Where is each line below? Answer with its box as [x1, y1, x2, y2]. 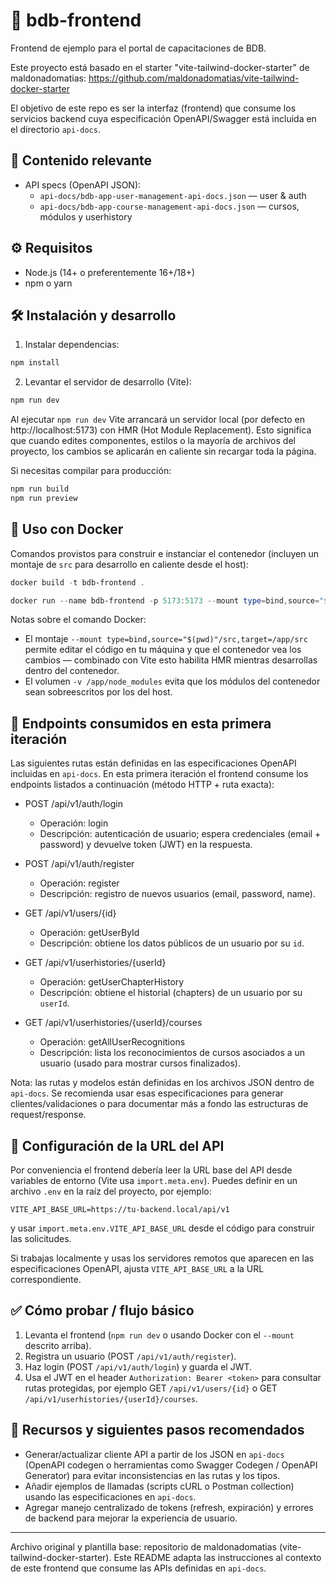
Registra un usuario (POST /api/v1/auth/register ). [24, 1350, 237, 1362]
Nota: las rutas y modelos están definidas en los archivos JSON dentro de [10, 1077, 315, 1089]
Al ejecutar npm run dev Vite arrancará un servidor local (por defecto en [10, 414, 306, 426]
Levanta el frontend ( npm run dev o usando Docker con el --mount [24, 1329, 295, 1341]
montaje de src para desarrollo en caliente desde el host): [10, 558, 249, 570]
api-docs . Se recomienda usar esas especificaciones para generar [10, 1087, 284, 1099]
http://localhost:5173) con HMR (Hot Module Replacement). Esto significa [10, 424, 312, 436]
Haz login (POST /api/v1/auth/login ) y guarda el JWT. [24, 1360, 253, 1373]
